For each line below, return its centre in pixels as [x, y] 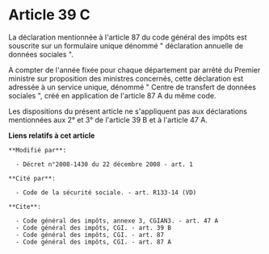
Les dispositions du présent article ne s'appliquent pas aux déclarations [128, 111]
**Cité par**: [32, 178]
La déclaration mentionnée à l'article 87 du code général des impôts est [128, 37]
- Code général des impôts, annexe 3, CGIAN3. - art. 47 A [117, 221]
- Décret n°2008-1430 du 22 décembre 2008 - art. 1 [105, 164]
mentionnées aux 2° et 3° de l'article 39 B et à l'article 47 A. [108, 119]
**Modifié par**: [38, 150]
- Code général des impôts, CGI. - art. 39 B [94, 227]
